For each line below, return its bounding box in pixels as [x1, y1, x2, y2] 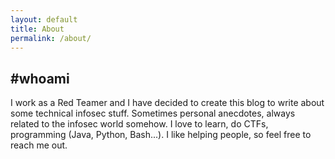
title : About [10, 24, 65, 34]
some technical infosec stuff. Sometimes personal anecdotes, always [10, 107, 296, 120]
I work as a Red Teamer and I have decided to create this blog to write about [10, 97, 325, 109]
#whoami [10, 70, 70, 87]
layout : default [10, 14, 78, 25]
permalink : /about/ [10, 33, 92, 43]
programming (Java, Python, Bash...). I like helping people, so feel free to [10, 129, 312, 141]
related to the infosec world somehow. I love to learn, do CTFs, [10, 118, 269, 130]
